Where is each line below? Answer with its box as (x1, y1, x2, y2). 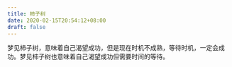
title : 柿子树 (7, 10, 46, 18)
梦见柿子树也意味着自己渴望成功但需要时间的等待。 (19, 52, 169, 61)
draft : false (7, 23, 46, 30)
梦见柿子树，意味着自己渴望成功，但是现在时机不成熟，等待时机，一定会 (7, 44, 219, 52)
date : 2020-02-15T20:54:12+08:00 (7, 17, 106, 24)
